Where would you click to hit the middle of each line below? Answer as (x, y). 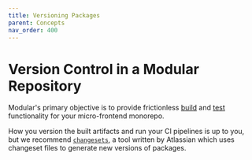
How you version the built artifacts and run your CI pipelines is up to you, (126, 132)
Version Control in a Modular (104, 69)
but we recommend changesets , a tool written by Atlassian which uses (121, 140)
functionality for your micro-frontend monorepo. (86, 116)
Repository (45, 86)
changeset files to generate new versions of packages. (97, 148)
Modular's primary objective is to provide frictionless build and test (117, 108)
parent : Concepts (37, 23)
